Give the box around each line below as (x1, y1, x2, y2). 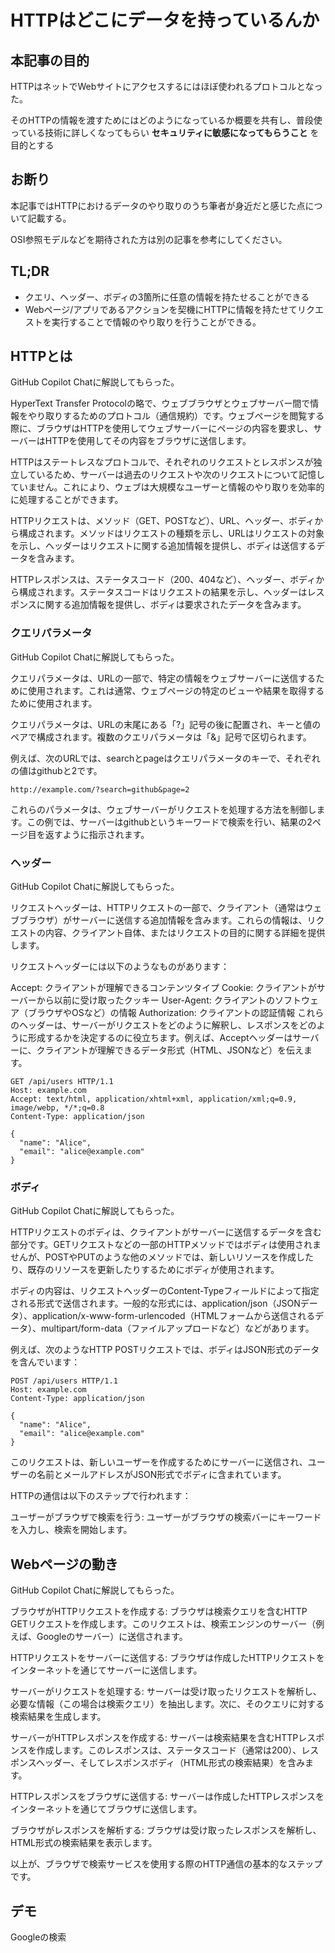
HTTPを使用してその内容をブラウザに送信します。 (44, 435, 252, 447)
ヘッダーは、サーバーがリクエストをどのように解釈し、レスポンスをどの (18, 1019, 317, 1031)
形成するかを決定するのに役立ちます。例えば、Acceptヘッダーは (27, 1032, 293, 1044)
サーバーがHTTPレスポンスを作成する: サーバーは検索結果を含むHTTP (10, 1732, 299, 1744)
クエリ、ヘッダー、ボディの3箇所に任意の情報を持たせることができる (24, 291, 310, 303)
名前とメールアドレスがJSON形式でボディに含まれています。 (36, 1469, 287, 1481)
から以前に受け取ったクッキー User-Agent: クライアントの (36, 994, 276, 1006)
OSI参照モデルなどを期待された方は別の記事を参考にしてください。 (10, 233, 288, 245)
